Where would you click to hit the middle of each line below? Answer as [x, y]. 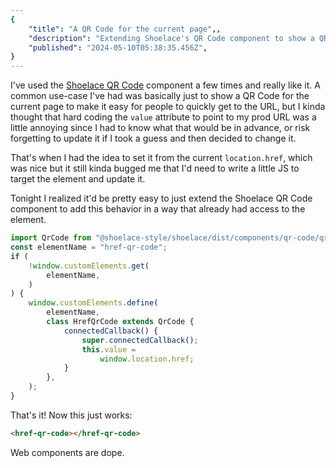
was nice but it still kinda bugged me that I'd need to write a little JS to [155, 168]
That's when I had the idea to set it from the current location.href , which [161, 158]
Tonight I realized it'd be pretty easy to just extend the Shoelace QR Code [161, 198]
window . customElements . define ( [93, 303]
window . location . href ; [147, 359]
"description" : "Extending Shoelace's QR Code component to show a [171, 38]
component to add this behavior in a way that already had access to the [158, 209]
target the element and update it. [78, 179]
